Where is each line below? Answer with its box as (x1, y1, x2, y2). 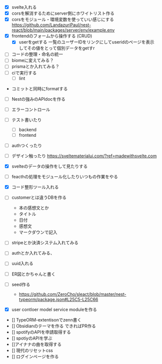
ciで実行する (11, 70, 37, 76)
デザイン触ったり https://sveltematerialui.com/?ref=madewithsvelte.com (11, 153, 157, 159)
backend (18, 127, 37, 132)
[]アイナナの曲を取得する (11, 341, 62, 347)
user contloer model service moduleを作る (11, 306, 97, 312)
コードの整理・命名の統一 (11, 51, 63, 57)
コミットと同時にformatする (11, 86, 68, 91)
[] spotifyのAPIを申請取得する (11, 329, 71, 335)
